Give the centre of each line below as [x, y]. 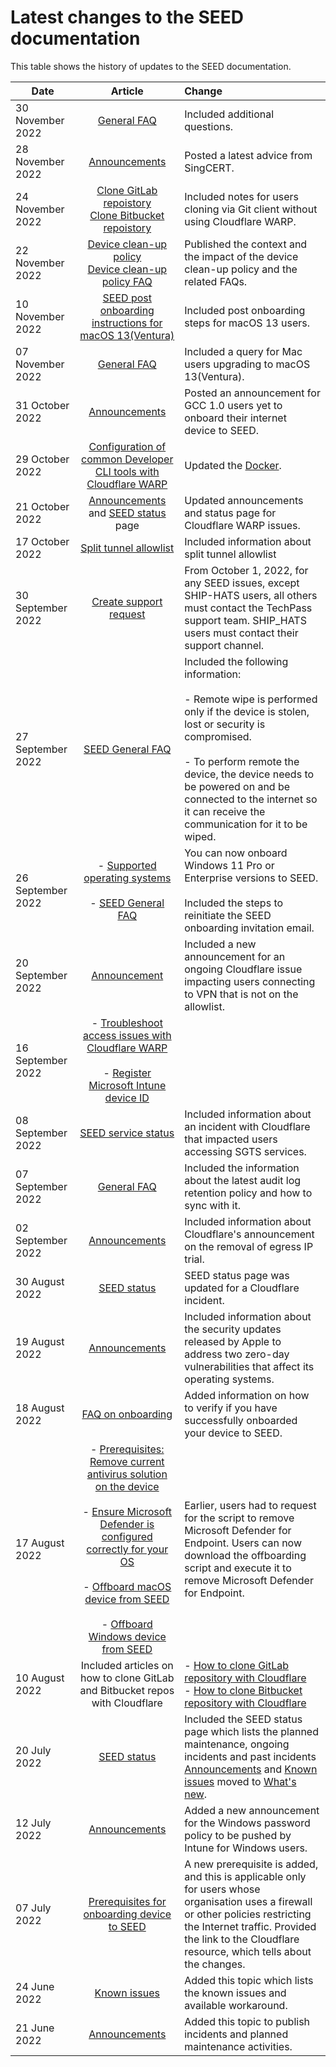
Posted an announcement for [252, 393]
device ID [127, 1098]
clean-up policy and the [241, 269]
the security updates [233, 1329]
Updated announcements [244, 500]
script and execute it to [238, 1568]
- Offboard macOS [127, 1586]
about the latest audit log [243, 1180]
